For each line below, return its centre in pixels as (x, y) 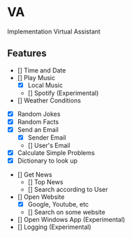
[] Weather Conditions (49, 100)
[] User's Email (49, 146)
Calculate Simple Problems (56, 153)
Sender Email (47, 137)
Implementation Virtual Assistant (54, 31)
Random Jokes (39, 114)
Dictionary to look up (47, 161)
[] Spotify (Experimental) (63, 93)
